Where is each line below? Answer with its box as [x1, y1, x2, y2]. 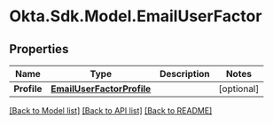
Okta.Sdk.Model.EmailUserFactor [9, 6, 262, 27]
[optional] [218, 82, 260, 95]
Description [159, 68, 210, 80]
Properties [9, 42, 69, 57]
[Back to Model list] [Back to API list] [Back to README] [9, 105, 213, 116]
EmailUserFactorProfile [51, 82, 152, 95]
